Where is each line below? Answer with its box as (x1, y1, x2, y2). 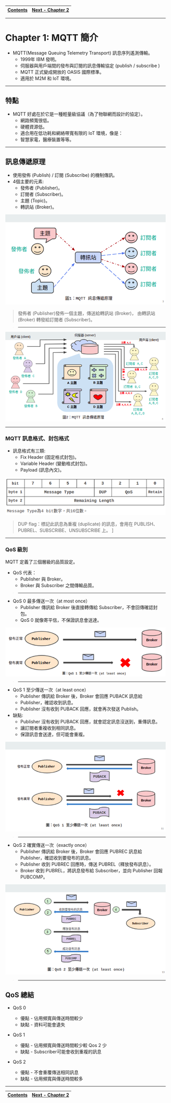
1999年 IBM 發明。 (20, 56, 60, 62)
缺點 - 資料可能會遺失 (20, 1022, 65, 1028)
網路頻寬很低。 (20, 117, 52, 123)
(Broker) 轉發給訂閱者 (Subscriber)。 (17, 316, 95, 322)
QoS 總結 (5, 991, 34, 1000)
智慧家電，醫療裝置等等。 (20, 136, 74, 143)
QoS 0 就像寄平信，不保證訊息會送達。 (20, 617, 102, 623)
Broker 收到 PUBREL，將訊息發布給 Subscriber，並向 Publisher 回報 (20, 868, 163, 874)
